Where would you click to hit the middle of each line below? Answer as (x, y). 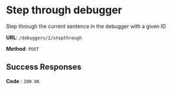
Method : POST (23, 49)
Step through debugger (64, 10)
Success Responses (44, 67)
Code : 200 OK (23, 81)
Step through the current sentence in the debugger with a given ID (86, 26)
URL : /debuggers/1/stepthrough (44, 37)
